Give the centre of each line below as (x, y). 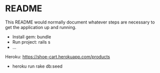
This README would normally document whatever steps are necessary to (80, 22)
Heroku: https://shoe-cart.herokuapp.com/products (58, 56)
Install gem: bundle (32, 37)
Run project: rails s (31, 42)
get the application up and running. (41, 27)
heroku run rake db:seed (37, 66)
